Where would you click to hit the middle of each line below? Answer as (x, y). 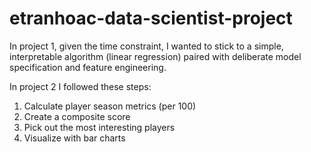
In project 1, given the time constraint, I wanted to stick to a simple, (146, 46)
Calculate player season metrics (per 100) (110, 106)
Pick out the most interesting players (99, 127)
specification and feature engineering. (88, 67)
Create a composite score (77, 116)
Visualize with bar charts (74, 138)
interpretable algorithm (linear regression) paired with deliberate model (155, 56)
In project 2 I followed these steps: (80, 86)
